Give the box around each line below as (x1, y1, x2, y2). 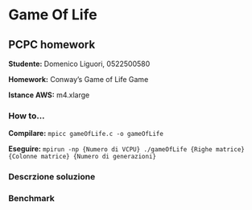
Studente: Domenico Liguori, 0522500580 (8, 59, 151, 68)
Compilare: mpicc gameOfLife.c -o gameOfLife (8, 129, 163, 138)
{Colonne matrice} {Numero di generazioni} (8, 153, 157, 161)
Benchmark (8, 193, 55, 204)
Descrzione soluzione (8, 171, 96, 183)
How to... (8, 110, 46, 121)
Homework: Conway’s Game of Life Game (8, 75, 149, 84)
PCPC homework (8, 38, 96, 51)
